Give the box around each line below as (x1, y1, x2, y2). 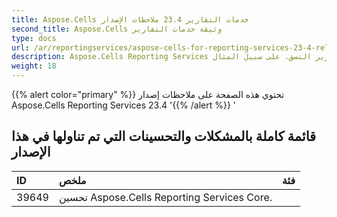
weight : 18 (11, 61, 57, 71)
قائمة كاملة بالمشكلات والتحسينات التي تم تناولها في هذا (11, 128, 317, 145)
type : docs (11, 33, 57, 43)
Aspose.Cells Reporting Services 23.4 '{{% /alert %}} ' (11, 99, 237, 111)
